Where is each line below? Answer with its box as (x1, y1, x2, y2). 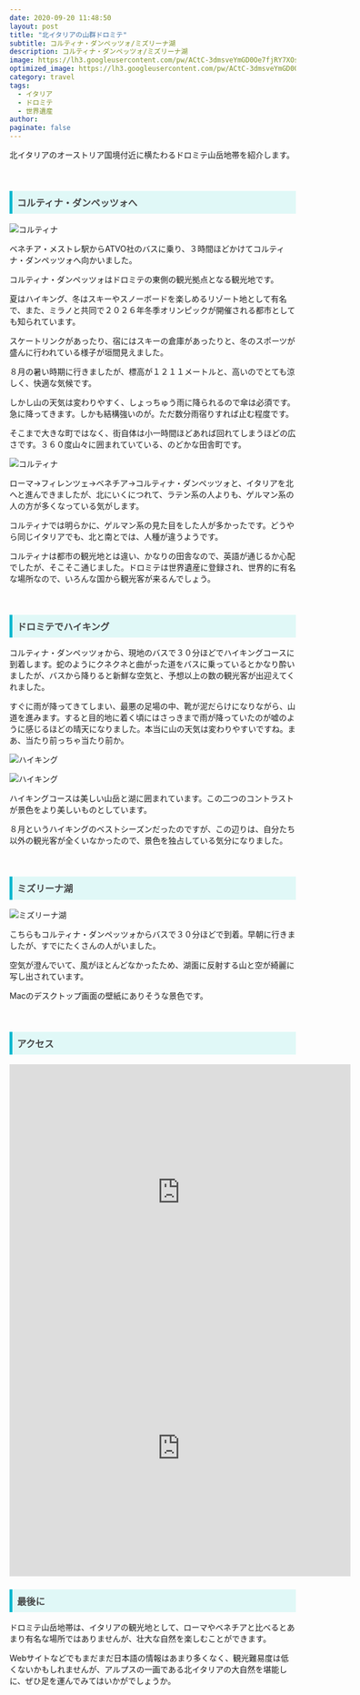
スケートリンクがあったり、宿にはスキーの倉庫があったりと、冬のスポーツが (9, 335, 295, 346)
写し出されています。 (9, 971, 89, 982)
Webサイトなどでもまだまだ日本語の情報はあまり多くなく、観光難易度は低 (9, 1653, 289, 1664)
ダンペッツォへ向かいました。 (25, 254, 137, 265)
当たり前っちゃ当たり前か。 (25, 735, 129, 746)
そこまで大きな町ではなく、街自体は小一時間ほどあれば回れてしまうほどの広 (9, 427, 296, 438)
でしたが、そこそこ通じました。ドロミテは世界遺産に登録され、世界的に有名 (9, 562, 296, 573)
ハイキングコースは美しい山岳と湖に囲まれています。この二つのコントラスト (9, 793, 295, 804)
